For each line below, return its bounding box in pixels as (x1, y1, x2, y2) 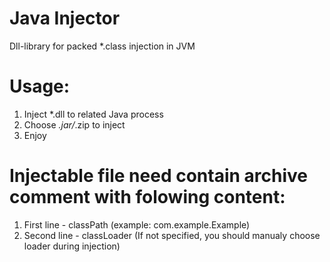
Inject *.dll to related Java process (23, 108, 164, 120)
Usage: (9, 75, 71, 98)
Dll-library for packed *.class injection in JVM (9, 40, 196, 52)
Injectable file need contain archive (9, 165, 308, 187)
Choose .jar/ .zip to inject (23, 118, 126, 131)
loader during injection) (23, 240, 121, 252)
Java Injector (9, 7, 121, 30)
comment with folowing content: (9, 186, 286, 209)
